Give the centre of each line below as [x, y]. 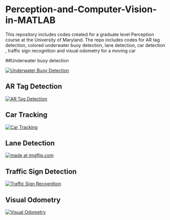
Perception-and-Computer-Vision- [81, 9]
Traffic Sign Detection [41, 171]
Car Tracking [26, 115]
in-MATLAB [30, 20]
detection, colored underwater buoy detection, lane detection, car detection [85, 45]
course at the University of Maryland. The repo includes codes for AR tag [83, 40]
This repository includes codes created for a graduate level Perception [80, 34]
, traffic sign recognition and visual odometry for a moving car [71, 51]
